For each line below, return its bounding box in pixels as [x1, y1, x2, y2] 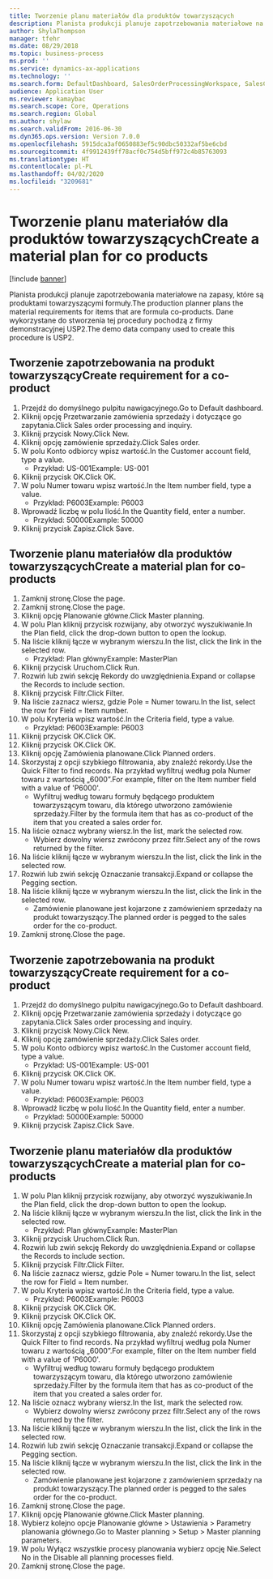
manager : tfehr [9, 34, 61, 43]
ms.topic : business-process [9, 49, 105, 58]
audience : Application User [9, 87, 105, 96]
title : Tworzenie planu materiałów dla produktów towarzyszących [9, 11, 234, 20]
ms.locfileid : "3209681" [9, 178, 93, 186]
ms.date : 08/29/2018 [9, 42, 79, 50]
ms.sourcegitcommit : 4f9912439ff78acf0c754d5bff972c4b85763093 [9, 148, 228, 156]
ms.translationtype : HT [9, 155, 90, 163]
